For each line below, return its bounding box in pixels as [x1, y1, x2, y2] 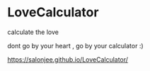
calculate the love [7, 28, 59, 36]
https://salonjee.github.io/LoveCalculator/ [7, 55, 129, 64]
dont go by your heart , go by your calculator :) [7, 41, 144, 50]
